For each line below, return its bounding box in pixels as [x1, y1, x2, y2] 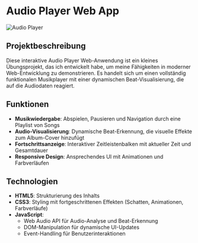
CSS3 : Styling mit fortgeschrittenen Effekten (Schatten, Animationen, [14, 198, 184, 206]
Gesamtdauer [14, 147, 49, 154]
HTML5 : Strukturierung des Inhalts [14, 192, 100, 200]
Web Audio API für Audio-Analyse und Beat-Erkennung [23, 217, 158, 225]
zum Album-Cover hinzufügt [14, 134, 85, 141]
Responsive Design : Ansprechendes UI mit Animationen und [14, 153, 164, 160]
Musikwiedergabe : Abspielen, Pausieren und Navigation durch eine [14, 115, 181, 122]
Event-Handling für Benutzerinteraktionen [23, 230, 126, 237]
